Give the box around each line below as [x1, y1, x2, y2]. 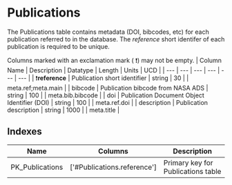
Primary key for [163, 157, 213, 167]
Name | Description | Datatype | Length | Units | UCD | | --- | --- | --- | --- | [7, 66, 220, 74]
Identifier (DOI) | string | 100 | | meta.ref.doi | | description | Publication [7, 98, 209, 106]
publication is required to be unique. [7, 42, 110, 50]
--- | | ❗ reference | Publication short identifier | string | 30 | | [18, 74, 189, 82]
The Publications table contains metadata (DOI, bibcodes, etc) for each [7, 28, 209, 36]
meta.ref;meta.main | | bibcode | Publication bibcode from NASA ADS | [7, 84, 209, 92]
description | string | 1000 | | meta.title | [7, 106, 119, 114]
